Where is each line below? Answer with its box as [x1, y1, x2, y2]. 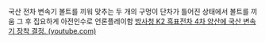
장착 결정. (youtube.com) [16, 27, 97, 35]
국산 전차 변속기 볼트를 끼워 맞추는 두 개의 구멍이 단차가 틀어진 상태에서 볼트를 [8, 7, 250, 16]
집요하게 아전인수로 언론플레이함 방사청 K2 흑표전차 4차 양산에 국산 [33, 16, 242, 26]
